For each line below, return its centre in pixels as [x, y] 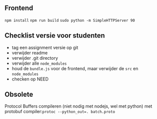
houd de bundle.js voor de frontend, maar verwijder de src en [75, 68]
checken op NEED [30, 79]
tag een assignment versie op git [45, 47]
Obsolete [19, 95]
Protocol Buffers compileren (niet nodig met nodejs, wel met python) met [78, 106]
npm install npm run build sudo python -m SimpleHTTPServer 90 [70, 20]
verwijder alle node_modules [39, 63]
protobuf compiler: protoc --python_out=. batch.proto [60, 112]
